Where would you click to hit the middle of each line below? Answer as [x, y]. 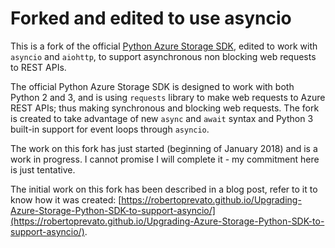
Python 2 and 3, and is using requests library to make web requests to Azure [168, 97]
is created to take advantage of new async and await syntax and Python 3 [162, 118]
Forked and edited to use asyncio [151, 18]
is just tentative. [43, 169]
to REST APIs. [38, 67]
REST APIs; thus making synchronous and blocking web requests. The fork [165, 108]
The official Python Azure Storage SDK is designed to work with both [152, 86]
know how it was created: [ [66, 199]
